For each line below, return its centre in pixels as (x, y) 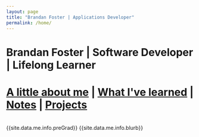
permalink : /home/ (29, 23)
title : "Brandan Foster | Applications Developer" (70, 17)
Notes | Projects (47, 105)
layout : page (22, 12)
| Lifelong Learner (51, 65)
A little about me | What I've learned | (100, 92)
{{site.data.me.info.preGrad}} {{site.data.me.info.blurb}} (75, 127)
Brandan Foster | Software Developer (100, 52)
